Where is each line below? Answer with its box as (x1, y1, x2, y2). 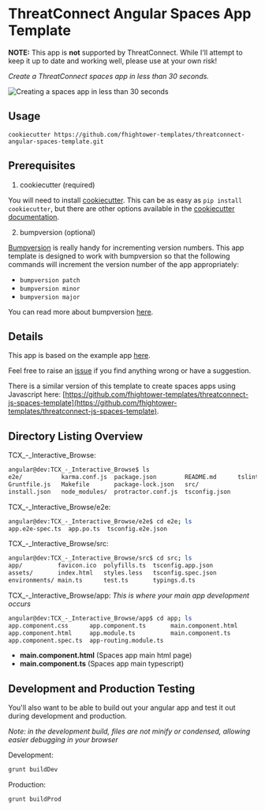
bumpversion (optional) (19, 227, 96, 237)
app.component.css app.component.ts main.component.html (8, 621, 238, 629)
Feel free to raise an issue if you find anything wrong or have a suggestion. (8, 366, 252, 375)
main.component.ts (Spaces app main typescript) (19, 659, 184, 669)
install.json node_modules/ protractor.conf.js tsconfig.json (8, 488, 231, 496)
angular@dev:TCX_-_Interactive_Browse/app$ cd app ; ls (8, 614, 192, 622)
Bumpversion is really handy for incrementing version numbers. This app (8, 243, 244, 252)
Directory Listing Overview (8, 429, 144, 443)
